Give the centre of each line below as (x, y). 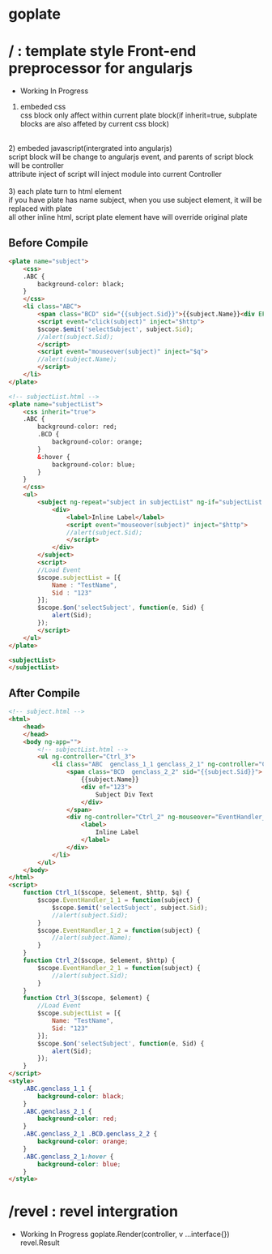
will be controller (36, 165)
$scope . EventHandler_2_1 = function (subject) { (119, 968)
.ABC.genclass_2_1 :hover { (68, 1157)
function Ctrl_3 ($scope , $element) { (87, 998)
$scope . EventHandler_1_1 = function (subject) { (119, 900)
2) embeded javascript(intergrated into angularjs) (90, 148)
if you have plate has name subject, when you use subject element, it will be (135, 200)
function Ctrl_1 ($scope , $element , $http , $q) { (106, 893)
